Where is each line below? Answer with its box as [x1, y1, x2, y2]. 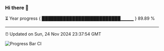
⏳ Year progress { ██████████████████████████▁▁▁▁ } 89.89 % [5, 15, 155, 21]
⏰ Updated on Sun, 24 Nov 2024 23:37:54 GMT [5, 31, 102, 37]
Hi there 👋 [5, 4, 29, 11]
